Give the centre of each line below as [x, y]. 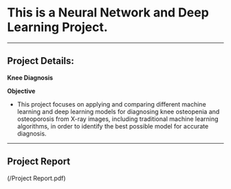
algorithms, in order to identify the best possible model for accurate [113, 126]
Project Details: [41, 61]
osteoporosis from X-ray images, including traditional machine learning [118, 119]
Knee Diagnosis [30, 78]
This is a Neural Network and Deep [108, 13]
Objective [21, 91]
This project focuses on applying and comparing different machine [111, 104]
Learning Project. [57, 27]
